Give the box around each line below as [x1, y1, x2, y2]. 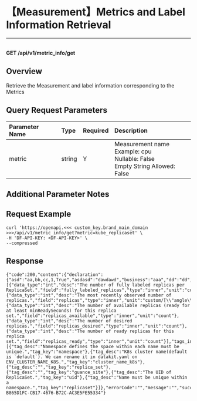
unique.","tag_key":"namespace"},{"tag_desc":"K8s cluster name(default [6, 349, 188, 355]
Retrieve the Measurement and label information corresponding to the [6, 82, 175, 89]
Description [114, 126, 148, 134]
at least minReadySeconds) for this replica [6, 308, 117, 314]
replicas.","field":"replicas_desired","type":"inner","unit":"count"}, [6, 323, 188, 329]
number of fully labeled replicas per [90, 282, 185, 288]
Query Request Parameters [6, 105, 107, 115]
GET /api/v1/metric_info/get [6, 49, 76, 56]
